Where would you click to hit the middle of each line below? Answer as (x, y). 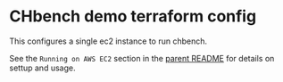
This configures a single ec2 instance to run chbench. (108, 41)
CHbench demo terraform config (133, 16)
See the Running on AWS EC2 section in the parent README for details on (142, 58)
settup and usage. (42, 68)
